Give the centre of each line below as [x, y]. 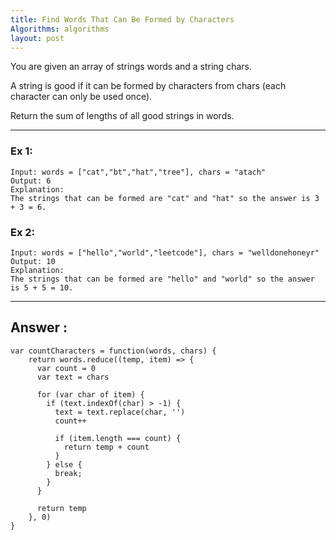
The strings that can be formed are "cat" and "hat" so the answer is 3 [165, 198]
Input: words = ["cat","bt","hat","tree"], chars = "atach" [138, 172]
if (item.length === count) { [118, 438]
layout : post [37, 38]
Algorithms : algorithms [60, 29]
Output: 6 [31, 181]
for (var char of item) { [90, 394]
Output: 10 [33, 261]
